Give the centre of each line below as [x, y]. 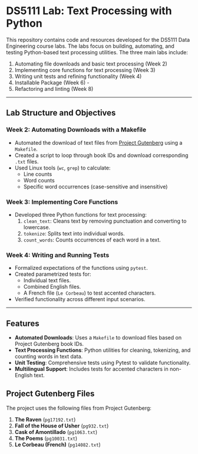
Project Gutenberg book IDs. [49, 344]
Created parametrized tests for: [53, 274]
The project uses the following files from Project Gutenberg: [79, 408]
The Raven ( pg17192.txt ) [45, 419]
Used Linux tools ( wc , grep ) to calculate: [62, 168]
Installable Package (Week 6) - [52, 82]
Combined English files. [52, 287]
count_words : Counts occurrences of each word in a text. [92, 240]
